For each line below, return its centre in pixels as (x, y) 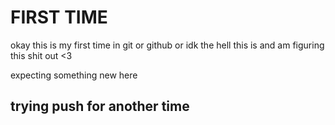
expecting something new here (74, 75)
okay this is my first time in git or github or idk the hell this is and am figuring (167, 45)
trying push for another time (100, 106)
